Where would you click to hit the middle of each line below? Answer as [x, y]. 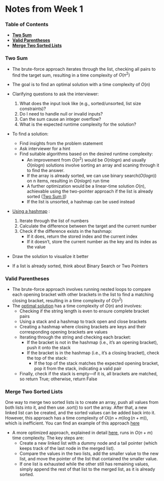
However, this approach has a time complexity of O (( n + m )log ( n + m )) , [77, 418]
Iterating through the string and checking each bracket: [75, 337]
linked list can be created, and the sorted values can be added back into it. [80, 413]
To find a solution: [30, 134]
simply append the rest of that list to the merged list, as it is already [87, 469]
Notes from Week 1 [44, 9]
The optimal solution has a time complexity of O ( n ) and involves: [77, 306]
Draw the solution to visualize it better [50, 256]
